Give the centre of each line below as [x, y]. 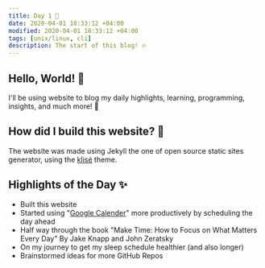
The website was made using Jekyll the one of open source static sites [126, 150]
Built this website [48, 204]
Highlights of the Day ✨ [68, 185]
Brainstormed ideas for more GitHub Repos [91, 255]
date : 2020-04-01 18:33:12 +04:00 [66, 23]
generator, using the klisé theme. [63, 159]
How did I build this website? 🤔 [87, 132]
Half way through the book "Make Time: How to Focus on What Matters [139, 229]
